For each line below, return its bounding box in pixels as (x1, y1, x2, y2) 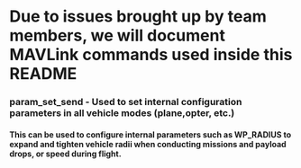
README (9, 64, 78, 84)
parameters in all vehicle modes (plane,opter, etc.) (9, 107, 235, 119)
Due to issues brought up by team (9, 6, 268, 27)
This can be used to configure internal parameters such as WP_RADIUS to (9, 128, 292, 140)
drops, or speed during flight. (9, 148, 122, 159)
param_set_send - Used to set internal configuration (9, 96, 242, 109)
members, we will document (9, 25, 225, 46)
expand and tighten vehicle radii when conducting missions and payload (9, 138, 287, 149)
